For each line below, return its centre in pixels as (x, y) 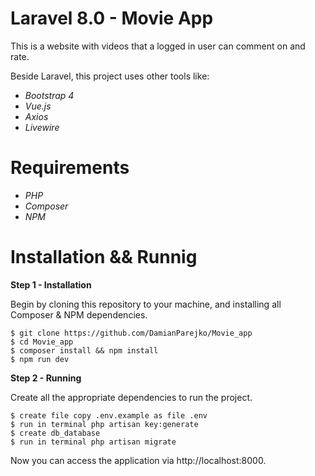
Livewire (42, 127)
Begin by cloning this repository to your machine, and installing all (146, 304)
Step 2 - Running (46, 378)
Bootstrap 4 (49, 95)
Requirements (70, 168)
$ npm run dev (40, 359)
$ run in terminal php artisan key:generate (104, 424)
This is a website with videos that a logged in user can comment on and (158, 46)
